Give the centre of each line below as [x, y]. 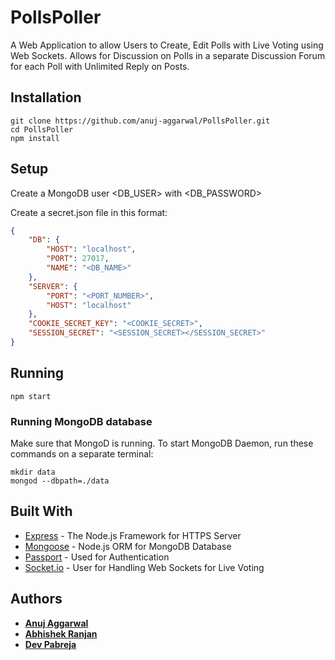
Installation [46, 97]
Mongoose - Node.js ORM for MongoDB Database [128, 546]
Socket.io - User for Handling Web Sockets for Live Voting [144, 567]
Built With [41, 511]
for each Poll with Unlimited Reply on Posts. [100, 66]
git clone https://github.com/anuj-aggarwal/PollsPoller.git [140, 121]
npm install [35, 138]
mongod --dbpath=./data [60, 481]
